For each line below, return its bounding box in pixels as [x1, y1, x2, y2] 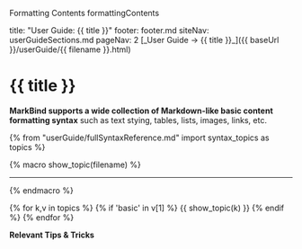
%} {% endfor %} [9, 211, 75, 223]
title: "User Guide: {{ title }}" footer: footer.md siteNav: [9, 25, 209, 35]
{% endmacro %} [9, 184, 74, 196]
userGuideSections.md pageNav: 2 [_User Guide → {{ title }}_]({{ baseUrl [9, 35, 280, 45]
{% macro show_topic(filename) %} [9, 159, 141, 170]
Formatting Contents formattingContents [9, 8, 160, 18]
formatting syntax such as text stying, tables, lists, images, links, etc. [9, 114, 268, 125]
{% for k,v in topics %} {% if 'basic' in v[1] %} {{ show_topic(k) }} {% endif [9, 202, 285, 213]
